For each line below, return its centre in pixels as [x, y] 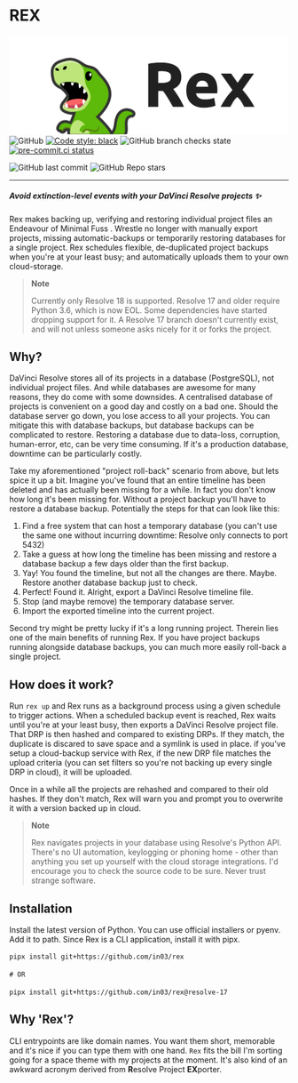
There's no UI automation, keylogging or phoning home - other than [154, 852]
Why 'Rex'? [41, 1019]
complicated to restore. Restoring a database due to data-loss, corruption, [145, 435]
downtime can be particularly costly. [76, 453]
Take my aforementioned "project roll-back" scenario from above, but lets [144, 471]
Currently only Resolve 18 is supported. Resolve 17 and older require [156, 301]
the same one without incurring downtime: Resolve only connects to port [155, 535]
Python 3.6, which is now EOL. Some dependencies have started [149, 310]
